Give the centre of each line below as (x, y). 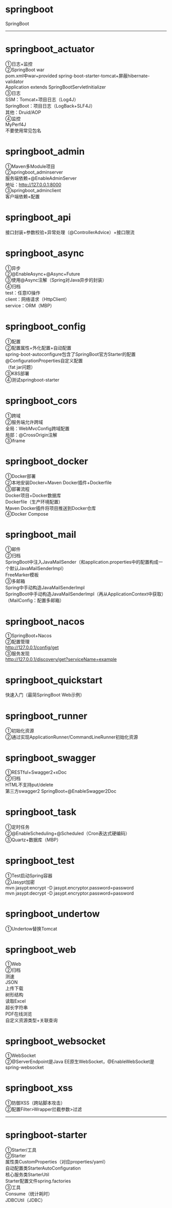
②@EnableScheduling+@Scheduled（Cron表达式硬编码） (68, 834)
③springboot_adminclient (33, 190)
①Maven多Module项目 (30, 166)
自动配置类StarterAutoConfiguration (43, 1168)
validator (15, 81)
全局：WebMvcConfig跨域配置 (38, 428)
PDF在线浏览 (19, 1014)
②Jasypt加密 (20, 882)
